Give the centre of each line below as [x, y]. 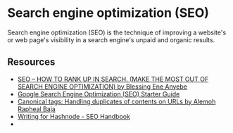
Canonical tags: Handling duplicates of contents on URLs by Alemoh [116, 101]
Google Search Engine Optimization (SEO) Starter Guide [99, 94]
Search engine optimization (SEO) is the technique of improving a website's [117, 32]
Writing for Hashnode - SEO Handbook [74, 116]
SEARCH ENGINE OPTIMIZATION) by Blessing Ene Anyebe [102, 87]
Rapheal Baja [37, 109]
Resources [31, 62]
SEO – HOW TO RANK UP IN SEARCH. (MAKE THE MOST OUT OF [113, 79]
